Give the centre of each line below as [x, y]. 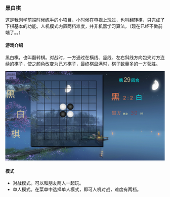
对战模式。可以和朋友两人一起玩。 [48, 183]
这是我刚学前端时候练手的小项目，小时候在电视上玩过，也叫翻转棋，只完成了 [85, 20]
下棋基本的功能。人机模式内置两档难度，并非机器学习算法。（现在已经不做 [82, 26]
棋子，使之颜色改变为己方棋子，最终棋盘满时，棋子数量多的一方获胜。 [87, 64]
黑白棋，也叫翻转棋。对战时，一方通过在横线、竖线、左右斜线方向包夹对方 [83, 57]
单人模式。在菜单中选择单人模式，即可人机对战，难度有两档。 [77, 189]
